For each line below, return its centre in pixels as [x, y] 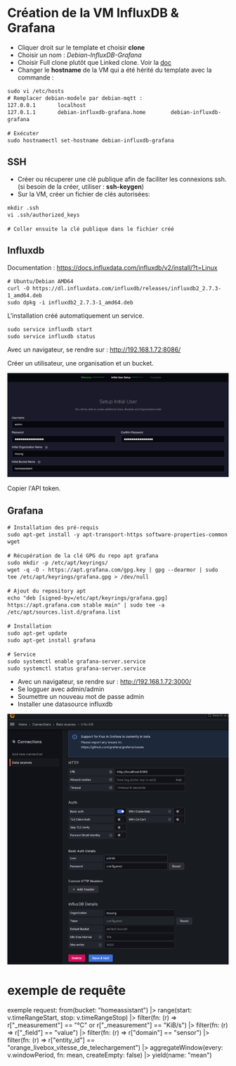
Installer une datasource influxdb [65, 704]
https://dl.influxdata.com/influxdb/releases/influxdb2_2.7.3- [127, 288]
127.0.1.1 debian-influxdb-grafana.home [77, 112]
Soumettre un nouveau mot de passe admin [81, 697]
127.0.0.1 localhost [47, 105]
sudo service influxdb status [52, 336]
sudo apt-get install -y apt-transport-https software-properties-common [118, 535]
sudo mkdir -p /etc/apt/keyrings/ [58, 563]
